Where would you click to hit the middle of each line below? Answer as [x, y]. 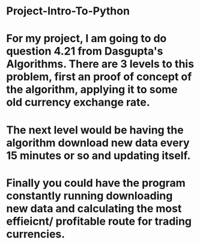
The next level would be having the [95, 130]
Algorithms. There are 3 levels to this [100, 64]
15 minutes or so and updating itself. [98, 155]
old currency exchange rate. [78, 102]
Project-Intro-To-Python [68, 11]
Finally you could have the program [96, 183]
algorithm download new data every [98, 143]
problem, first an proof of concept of [99, 77]
